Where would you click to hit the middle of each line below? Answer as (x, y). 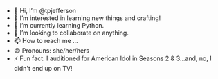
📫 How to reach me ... (46, 41)
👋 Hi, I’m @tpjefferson (45, 11)
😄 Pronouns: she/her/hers (52, 51)
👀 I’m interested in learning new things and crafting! (87, 18)
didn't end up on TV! (43, 68)
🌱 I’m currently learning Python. (59, 25)
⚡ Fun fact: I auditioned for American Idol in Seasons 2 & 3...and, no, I (113, 58)
